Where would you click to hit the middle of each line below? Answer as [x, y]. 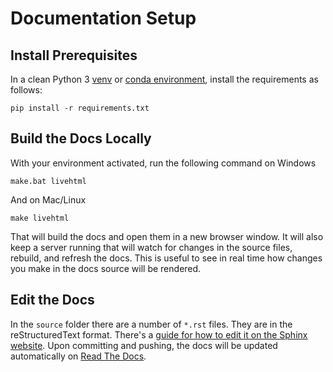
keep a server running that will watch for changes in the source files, [151, 247]
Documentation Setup [103, 18]
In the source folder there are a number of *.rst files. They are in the [151, 324]
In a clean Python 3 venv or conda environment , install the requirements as [164, 79]
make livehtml [40, 218]
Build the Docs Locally [81, 138]
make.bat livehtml [48, 181]
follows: [26, 90]
